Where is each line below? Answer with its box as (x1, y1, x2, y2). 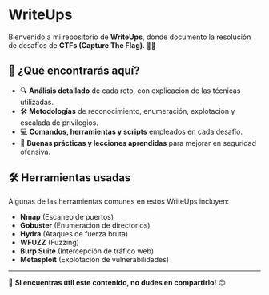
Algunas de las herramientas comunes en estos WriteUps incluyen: (8, 196, 230, 206)
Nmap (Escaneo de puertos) (19, 212, 114, 221)
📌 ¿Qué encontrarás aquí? (8, 64, 140, 78)
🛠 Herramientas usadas (8, 171, 131, 185)
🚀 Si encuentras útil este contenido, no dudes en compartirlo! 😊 (8, 277, 227, 287)
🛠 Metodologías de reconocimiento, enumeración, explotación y (19, 106, 235, 115)
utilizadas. (19, 97, 54, 107)
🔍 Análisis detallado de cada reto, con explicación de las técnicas (19, 86, 241, 95)
